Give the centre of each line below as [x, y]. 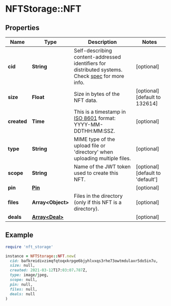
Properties [22, 28]
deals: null [23, 294]
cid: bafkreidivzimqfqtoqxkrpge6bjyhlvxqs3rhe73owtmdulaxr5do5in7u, [84, 261]
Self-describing [93, 50]
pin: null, [21, 284]
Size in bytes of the [97, 94]
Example [19, 235]
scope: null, [24, 280]
